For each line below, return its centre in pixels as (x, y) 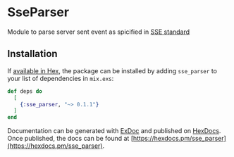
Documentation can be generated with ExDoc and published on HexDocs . (114, 131)
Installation (32, 54)
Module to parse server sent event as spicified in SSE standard (99, 32)
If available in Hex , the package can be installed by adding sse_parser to (112, 70)
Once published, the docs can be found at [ (70, 139)
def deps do (25, 91)
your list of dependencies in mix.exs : (61, 78)
